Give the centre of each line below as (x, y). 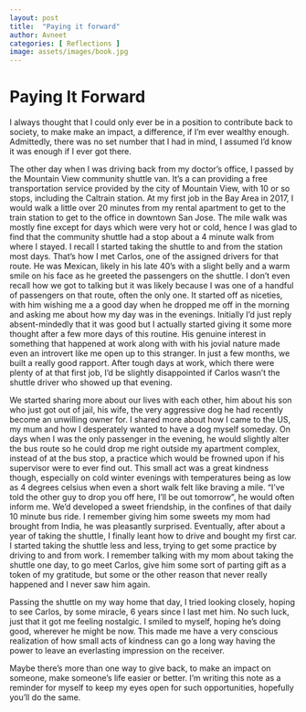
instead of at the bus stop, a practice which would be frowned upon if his (147, 458)
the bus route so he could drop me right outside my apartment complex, (145, 449)
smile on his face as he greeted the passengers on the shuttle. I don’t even (150, 276)
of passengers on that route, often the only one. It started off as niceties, (146, 295)
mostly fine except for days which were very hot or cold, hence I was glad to (153, 227)
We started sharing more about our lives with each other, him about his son (151, 400)
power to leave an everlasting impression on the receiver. (117, 651)
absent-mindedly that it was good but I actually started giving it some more (151, 324)
